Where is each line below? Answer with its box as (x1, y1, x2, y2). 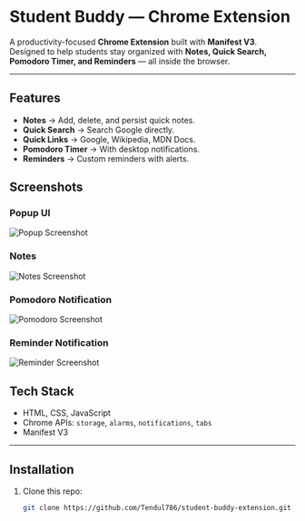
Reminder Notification (9, 336, 109, 349)
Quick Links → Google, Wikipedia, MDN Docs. (22, 133, 196, 144)
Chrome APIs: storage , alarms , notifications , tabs (22, 418, 212, 428)
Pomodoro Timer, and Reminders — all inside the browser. (9, 55, 231, 66)
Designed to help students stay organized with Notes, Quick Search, (9, 45, 267, 56)
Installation (9, 461, 74, 477)
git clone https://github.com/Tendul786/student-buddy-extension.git (22, 503, 292, 512)
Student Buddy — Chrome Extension (9, 6, 290, 27)
